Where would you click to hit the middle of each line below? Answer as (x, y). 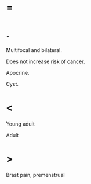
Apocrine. (18, 73)
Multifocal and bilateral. (34, 50)
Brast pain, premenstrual (35, 175)
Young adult (20, 124)
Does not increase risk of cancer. (45, 61)
